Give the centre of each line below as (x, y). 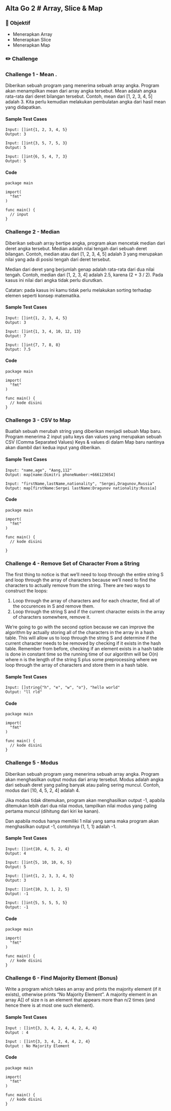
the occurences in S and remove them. (54, 606)
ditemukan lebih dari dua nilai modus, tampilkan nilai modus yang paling (81, 805)
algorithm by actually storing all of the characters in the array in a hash (80, 633)
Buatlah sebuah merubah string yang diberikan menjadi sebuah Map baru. (83, 431)
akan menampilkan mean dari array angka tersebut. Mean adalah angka (81, 91)
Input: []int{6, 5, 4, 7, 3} (36, 157)
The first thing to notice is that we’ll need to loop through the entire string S (84, 575)
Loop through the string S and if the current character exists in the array (89, 612)
